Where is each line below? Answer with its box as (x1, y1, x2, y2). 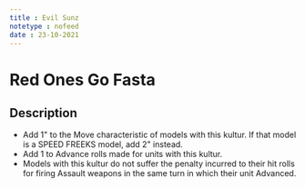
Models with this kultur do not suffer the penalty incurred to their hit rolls (22, 158, 296, 169)
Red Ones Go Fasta (9, 69, 157, 90)
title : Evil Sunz (9, 13, 79, 23)
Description (9, 105, 77, 121)
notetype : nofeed (9, 22, 79, 31)
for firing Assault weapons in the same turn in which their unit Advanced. (22, 168, 297, 179)
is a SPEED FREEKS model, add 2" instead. (22, 139, 184, 150)
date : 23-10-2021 (9, 30, 79, 39)
